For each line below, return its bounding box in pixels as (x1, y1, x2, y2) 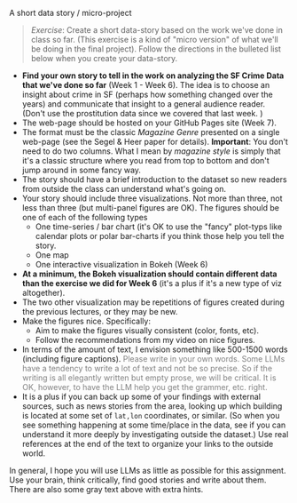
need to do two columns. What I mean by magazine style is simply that (21, 146, 281, 156)
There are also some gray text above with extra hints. (9, 484, 204, 494)
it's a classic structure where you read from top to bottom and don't (21, 156, 270, 165)
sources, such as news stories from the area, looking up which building (21, 401, 283, 411)
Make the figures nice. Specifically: (21, 315, 151, 326)
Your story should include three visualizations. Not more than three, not (21, 193, 283, 204)
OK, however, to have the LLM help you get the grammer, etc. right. (21, 382, 268, 392)
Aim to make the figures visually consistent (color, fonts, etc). (35, 325, 260, 336)
